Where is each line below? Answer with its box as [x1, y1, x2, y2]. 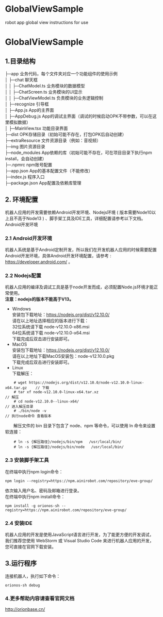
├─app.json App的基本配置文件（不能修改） [5, 167, 93, 173]
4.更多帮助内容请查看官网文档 [5, 595, 75, 601]
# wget [14, 380, 27, 385]
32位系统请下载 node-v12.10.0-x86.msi [12, 324, 90, 330]
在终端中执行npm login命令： [5, 468, 64, 474]
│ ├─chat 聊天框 [5, 77, 38, 83]
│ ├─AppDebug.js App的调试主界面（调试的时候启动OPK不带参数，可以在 [5, 113, 153, 119]
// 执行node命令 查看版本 [5, 414, 52, 418]
